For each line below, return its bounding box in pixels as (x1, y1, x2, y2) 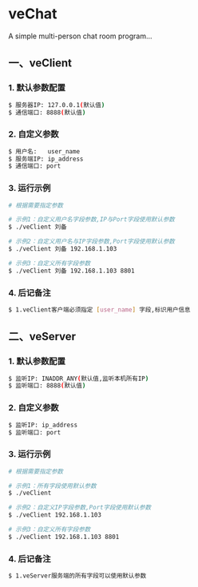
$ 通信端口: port (8, 162, 61, 170)
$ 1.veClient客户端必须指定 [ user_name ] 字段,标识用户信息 (8, 306, 191, 314)
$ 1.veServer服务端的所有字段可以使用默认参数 (8, 572, 147, 580)
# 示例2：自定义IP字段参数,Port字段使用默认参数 (8, 504, 152, 512)
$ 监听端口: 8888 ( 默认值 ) (8, 382, 86, 390)
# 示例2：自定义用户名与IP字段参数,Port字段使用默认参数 (8, 237, 176, 246)
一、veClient (8, 57, 72, 70)
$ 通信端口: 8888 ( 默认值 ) (8, 109, 86, 117)
